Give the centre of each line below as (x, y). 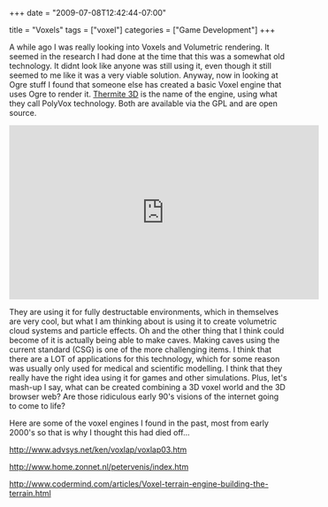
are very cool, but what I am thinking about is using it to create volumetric (143, 321)
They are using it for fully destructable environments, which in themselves (144, 312)
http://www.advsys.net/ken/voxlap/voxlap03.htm (98, 449)
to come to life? (38, 406)
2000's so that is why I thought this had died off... (99, 432)
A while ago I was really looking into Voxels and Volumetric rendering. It (139, 47)
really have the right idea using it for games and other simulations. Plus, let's (148, 378)
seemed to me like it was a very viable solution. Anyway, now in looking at (144, 75)
